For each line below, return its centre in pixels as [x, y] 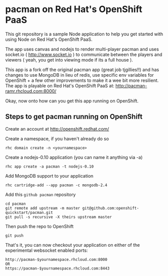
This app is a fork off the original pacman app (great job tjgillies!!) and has [82, 70]
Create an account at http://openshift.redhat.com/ [57, 129]
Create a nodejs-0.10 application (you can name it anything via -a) [74, 157]
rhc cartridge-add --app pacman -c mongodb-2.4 [56, 185]
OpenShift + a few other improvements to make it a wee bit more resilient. [82, 80]
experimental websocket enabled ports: [47, 250]
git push [14, 236]
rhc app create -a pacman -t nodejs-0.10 [50, 167]
